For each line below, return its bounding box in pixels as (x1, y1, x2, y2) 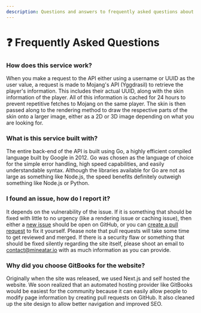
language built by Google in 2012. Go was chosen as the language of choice (6, 154, 194, 162)
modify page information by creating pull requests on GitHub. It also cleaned (6, 294, 195, 301)
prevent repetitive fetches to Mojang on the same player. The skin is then (6, 100, 186, 108)
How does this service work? (6, 61, 93, 69)
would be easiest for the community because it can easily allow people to (6, 288, 187, 294)
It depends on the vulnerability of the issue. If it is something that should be (6, 208, 193, 215)
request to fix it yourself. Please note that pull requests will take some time (6, 227, 190, 234)
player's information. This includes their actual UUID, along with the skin (6, 87, 184, 95)
